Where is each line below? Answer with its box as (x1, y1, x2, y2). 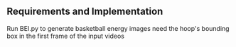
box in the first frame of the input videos (6, 32, 125, 40)
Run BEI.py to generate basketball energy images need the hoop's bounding (6, 24, 230, 32)
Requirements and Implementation (6, 6, 163, 18)
